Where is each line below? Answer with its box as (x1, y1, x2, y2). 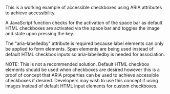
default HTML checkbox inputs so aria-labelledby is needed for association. (5, 51, 165, 57)
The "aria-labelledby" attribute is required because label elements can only (5, 40, 164, 46)
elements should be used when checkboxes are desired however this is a (5, 66, 160, 73)
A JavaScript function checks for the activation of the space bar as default (5, 20, 163, 26)
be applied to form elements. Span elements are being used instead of (5, 46, 154, 52)
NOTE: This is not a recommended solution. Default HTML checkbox (5, 61, 150, 67)
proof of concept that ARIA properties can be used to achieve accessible (5, 72, 159, 78)
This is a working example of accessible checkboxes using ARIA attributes (5, 5, 162, 10)
